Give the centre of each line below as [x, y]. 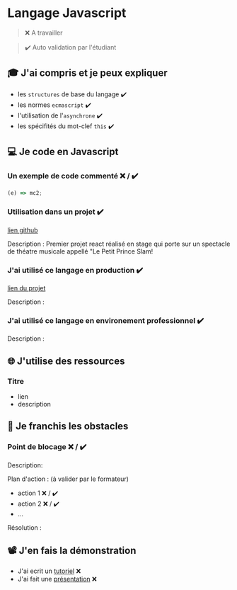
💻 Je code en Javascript [63, 152]
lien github [23, 230]
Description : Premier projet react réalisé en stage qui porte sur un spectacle [119, 244]
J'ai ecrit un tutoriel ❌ [49, 571]
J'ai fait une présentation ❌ [57, 579]
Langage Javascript [67, 13]
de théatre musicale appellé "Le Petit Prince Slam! [80, 251]
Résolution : [25, 527]
